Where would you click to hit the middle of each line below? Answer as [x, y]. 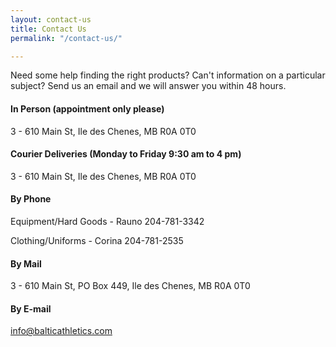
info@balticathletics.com [61, 331]
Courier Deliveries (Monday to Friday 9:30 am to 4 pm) [126, 154]
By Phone [31, 199]
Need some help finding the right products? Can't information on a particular [168, 75]
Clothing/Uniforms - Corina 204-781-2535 [97, 240]
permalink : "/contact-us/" [66, 38]
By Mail [26, 263]
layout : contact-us [51, 19]
